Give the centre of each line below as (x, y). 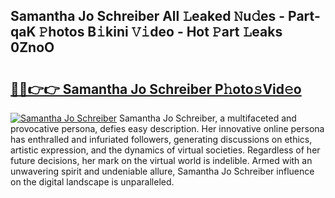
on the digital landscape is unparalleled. (92, 182)
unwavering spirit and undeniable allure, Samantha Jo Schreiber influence (162, 171)
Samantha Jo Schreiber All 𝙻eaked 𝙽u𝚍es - (148, 16)
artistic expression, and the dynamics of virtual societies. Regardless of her (165, 150)
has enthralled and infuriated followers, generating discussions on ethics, (161, 139)
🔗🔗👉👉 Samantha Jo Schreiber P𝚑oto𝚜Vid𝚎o (156, 89)
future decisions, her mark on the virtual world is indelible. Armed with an (161, 160)
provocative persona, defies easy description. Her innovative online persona (167, 128)
